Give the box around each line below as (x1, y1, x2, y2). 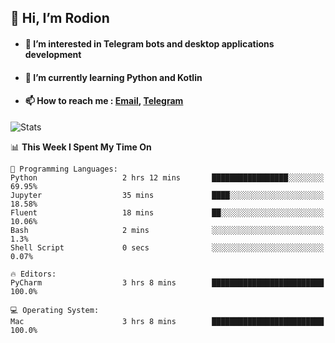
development (24, 48, 82, 60)
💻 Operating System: (10, 305, 100, 315)
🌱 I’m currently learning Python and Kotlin (24, 71, 203, 83)
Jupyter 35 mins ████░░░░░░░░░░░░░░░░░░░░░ (10, 190, 325, 200)
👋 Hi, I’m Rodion (10, 10, 110, 27)
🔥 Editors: (10, 269, 57, 279)
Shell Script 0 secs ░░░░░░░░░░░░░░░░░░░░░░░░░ (10, 242, 325, 253)
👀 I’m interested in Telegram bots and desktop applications (24, 37, 275, 50)
